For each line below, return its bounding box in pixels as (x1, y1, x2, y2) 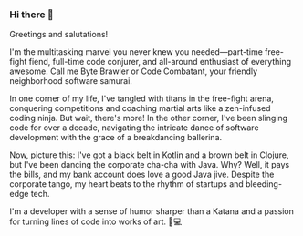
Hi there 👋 (9, 8, 55, 21)
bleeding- (245, 179, 283, 190)
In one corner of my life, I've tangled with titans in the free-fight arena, (9, 93, 274, 104)
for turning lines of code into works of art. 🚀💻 (9, 216, 183, 227)
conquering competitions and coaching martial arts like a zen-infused (9, 103, 271, 114)
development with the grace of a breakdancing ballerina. (9, 132, 223, 143)
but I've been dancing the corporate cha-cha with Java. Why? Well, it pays (9, 159, 290, 170)
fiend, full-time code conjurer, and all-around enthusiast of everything (28, 56, 292, 67)
